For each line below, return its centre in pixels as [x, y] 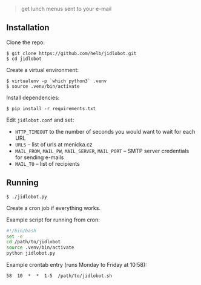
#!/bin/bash [21, 231]
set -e [15, 236]
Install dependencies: [33, 97]
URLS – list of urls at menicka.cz [54, 144]
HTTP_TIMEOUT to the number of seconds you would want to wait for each [105, 131]
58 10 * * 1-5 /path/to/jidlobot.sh [59, 276]
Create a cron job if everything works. [54, 208]
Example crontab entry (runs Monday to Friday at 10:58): [77, 265]
